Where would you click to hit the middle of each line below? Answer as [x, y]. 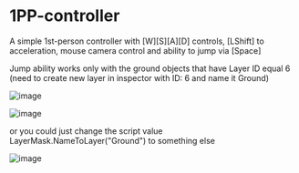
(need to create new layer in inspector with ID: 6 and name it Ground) [139, 77]
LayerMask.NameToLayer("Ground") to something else [113, 140]
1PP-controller [65, 16]
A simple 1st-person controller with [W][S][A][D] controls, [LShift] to [137, 41]
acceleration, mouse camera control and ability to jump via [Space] [135, 50]
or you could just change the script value [86, 131]
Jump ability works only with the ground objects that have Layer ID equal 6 [150, 68]
